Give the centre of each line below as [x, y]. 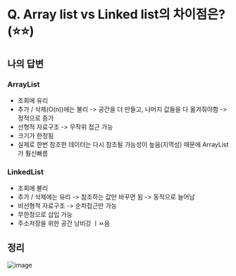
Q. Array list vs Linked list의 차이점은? [116, 14]
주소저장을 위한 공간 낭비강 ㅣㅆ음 [64, 223]
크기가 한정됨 [36, 135]
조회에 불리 [33, 188]
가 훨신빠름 [33, 153]
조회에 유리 [33, 100]
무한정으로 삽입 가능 [45, 215]
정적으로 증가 [36, 118]
